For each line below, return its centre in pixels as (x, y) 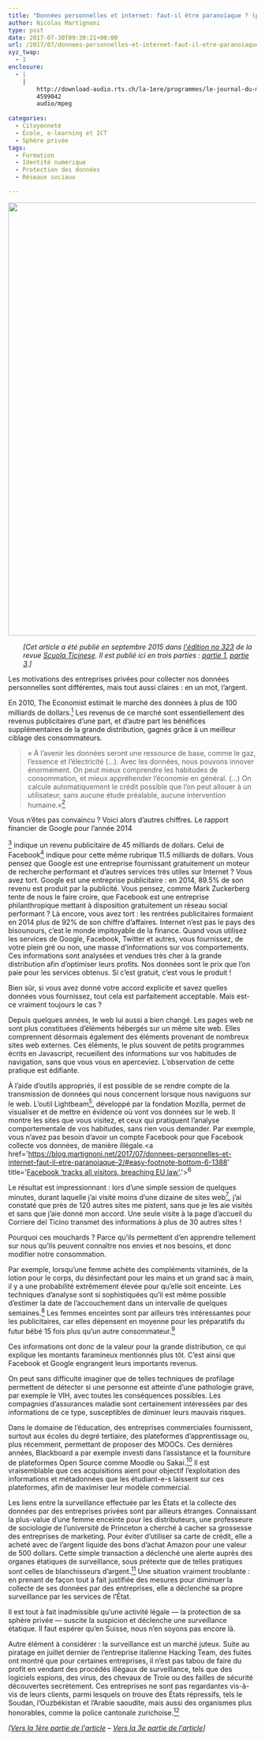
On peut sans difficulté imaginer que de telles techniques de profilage (121, 1378)
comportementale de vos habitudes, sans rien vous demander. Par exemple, (132, 1129)
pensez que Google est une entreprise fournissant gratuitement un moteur (129, 863)
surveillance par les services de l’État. (70, 1597)
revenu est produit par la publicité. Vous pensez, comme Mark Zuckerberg (129, 888)
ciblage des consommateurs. (55, 738)
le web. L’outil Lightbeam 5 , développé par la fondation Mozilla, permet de (127, 1103)
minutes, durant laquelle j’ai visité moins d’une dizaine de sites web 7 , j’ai (125, 1196)
